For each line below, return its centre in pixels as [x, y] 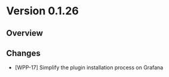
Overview [25, 33]
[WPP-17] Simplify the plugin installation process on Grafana [89, 67]
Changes [23, 53]
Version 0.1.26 [42, 11]
